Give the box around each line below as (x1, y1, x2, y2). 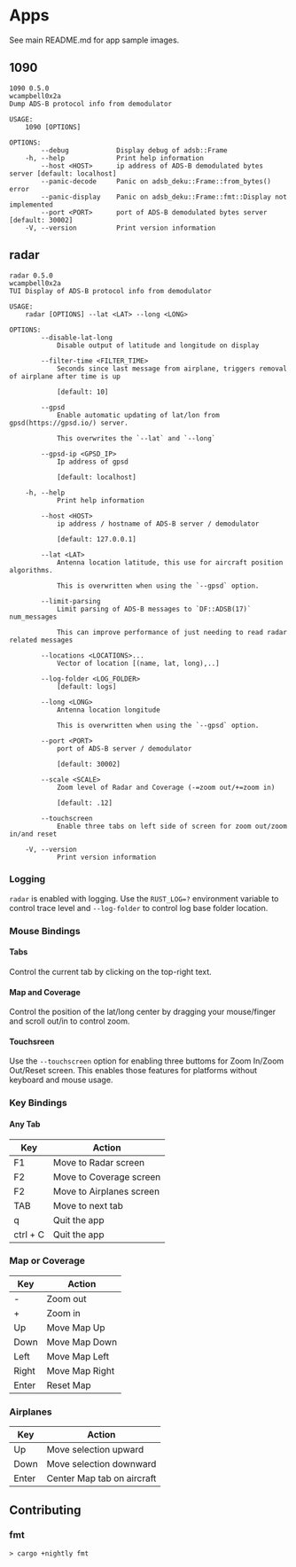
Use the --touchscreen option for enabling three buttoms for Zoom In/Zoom (9, 1056, 284, 1066)
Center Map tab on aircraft (46, 1472, 157, 1485)
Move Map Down (46, 1336, 118, 1348)
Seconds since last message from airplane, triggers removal (56, 364, 288, 373)
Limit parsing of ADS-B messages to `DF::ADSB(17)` (56, 604, 252, 613)
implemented (9, 200, 53, 209)
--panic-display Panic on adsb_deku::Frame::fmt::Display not (41, 192, 288, 201)
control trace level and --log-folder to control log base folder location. (9, 902, 269, 913)
